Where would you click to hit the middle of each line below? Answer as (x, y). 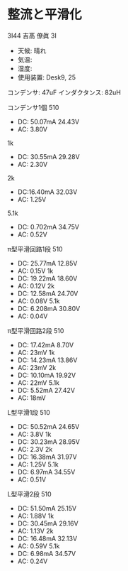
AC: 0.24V (33, 561)
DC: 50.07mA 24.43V (48, 121)
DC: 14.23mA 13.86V (47, 360)
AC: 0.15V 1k (35, 271)
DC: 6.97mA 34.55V (46, 472)
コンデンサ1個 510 (33, 107)
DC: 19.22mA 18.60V (47, 278)
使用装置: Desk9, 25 (47, 77)
